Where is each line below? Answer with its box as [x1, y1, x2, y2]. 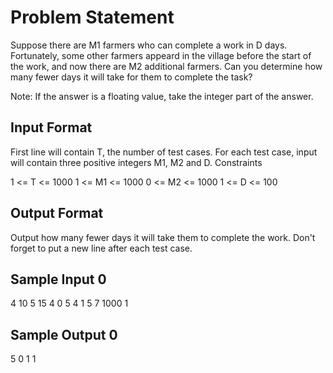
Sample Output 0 [10, 326, 118, 343]
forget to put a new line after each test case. [10, 242, 193, 254]
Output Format [10, 205, 104, 222]
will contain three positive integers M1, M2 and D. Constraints [10, 156, 263, 168]
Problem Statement [10, 6, 175, 29]
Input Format [10, 119, 93, 136]
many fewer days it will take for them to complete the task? [10, 71, 253, 83]
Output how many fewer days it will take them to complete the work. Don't [10, 231, 316, 243]
